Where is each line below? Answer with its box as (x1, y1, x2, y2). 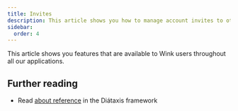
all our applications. (7, 57, 65, 66)
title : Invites (7, 10, 52, 18)
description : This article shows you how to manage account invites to (7, 17, 223, 24)
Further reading (7, 77, 78, 89)
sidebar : (7, 23, 33, 30)
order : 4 (13, 30, 40, 37)
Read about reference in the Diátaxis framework (17, 96, 158, 105)
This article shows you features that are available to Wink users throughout (7, 49, 227, 58)
